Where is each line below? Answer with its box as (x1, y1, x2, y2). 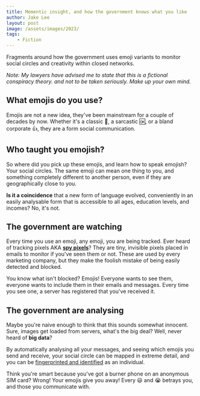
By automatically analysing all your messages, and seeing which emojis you (6, 346, 194, 353)
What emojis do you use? (6, 95, 103, 105)
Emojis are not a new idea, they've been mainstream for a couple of (6, 111, 174, 118)
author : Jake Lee (6, 14, 50, 20)
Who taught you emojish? (6, 145, 105, 155)
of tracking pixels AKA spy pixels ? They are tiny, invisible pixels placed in (6, 244, 189, 251)
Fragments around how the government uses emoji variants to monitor (6, 54, 181, 60)
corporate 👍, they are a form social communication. (6, 125, 136, 132)
